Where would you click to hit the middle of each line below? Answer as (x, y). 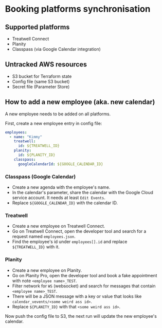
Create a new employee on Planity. (47, 270)
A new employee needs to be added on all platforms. (58, 114)
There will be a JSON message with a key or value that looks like (77, 296)
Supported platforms (37, 27)
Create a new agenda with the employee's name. (61, 187)
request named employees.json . (44, 237)
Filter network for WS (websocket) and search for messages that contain (84, 286)
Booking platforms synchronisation (78, 9)
